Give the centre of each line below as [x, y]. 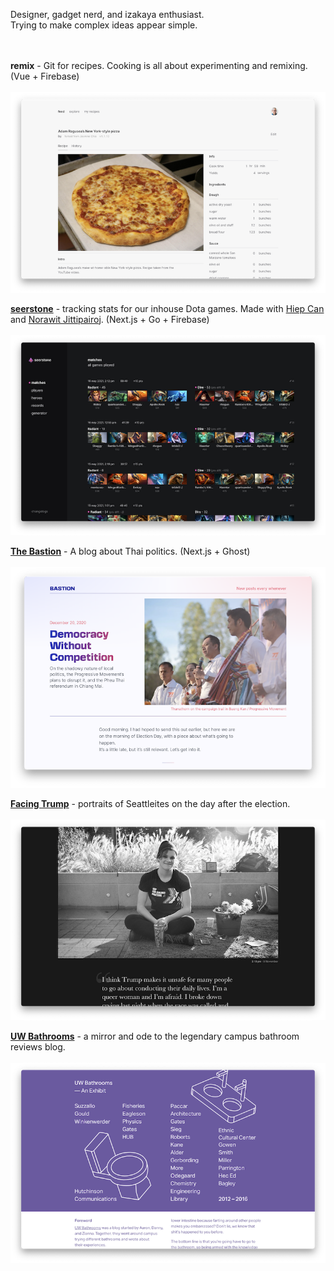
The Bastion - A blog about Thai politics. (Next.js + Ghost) [130, 551]
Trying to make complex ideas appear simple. [104, 25]
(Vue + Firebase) [45, 76]
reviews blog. [38, 1046]
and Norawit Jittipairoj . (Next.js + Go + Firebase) [110, 319]
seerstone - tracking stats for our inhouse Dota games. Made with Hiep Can [167, 308]
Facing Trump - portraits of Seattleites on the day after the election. [150, 804]
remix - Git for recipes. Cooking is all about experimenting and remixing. [159, 65]
